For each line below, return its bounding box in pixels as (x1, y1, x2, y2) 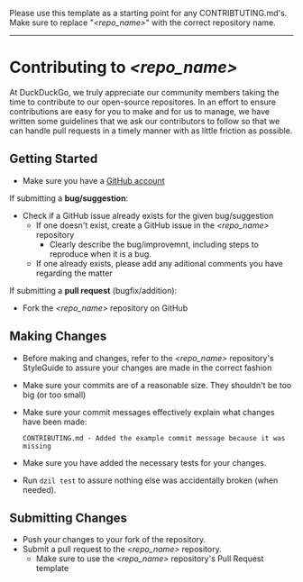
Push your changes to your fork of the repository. (22, 534, 207, 545)
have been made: (22, 416, 87, 427)
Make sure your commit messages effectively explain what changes (22, 406, 275, 417)
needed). (22, 484, 57, 495)
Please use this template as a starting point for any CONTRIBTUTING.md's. (9, 8, 288, 18)
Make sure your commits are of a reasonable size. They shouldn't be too (22, 379, 292, 390)
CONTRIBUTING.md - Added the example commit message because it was (22, 433, 286, 442)
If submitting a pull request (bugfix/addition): (9, 285, 178, 296)
